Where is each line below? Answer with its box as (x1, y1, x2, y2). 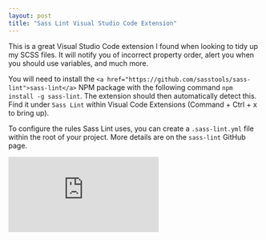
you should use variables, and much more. (8, 58, 149, 68)
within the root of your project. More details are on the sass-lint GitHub (8, 132, 246, 141)
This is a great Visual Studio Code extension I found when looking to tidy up (8, 41, 259, 51)
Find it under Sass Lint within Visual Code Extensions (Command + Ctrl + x (8, 100, 258, 109)
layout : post (8, 11, 52, 20)
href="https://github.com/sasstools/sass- (107, 75, 251, 83)
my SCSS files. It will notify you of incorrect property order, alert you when (8, 50, 255, 59)
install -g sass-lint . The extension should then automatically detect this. (8, 91, 257, 100)
